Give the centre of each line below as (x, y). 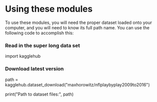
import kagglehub (23, 56)
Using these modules (49, 9)
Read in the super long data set (43, 45)
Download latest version (35, 69)
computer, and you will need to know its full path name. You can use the (77, 27)
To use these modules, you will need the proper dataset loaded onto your (78, 22)
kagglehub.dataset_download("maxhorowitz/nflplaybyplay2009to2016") (78, 84)
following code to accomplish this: (39, 33)
